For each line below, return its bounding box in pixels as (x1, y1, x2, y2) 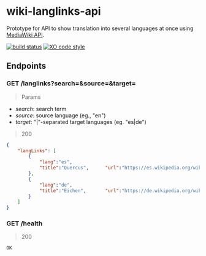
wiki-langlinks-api (6, 4, 101, 18)
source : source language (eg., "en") (15, 112, 106, 119)
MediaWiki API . (6, 31, 45, 38)
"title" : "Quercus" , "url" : (39, 165, 122, 171)
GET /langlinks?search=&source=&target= (6, 79, 136, 88)
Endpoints (6, 61, 47, 71)
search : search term (15, 105, 67, 112)
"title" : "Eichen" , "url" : (39, 187, 122, 194)
